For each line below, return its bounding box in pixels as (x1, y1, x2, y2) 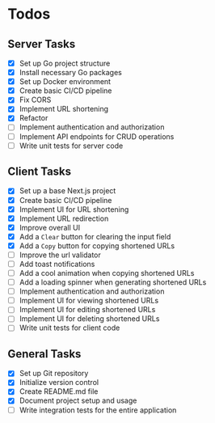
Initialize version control (19, 378, 99, 387)
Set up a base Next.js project (19, 186, 116, 196)
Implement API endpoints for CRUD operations (19, 131, 175, 142)
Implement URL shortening (19, 104, 109, 114)
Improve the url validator (19, 250, 102, 260)
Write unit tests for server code (19, 141, 124, 150)
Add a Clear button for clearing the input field (19, 231, 171, 241)
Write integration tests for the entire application (19, 405, 177, 415)
